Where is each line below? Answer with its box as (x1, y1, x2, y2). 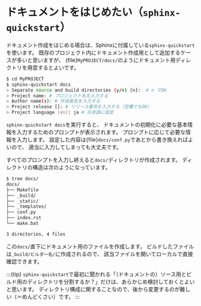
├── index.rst (6, 215, 42, 221)
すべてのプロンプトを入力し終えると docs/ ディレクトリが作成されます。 (6, 157, 181, 164)
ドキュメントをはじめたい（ (6, 5, 143, 19)
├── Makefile (6, 187, 39, 193)
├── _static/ (6, 198, 39, 204)
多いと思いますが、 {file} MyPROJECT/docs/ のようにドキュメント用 (16, 56, 176, 64)
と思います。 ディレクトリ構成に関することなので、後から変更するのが (6, 286, 180, 293)
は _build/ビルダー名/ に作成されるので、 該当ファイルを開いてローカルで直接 (6, 250, 193, 257)
